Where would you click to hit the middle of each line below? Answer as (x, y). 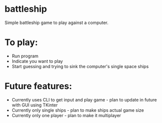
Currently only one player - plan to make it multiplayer (66, 115)
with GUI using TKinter (35, 105)
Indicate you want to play (37, 61)
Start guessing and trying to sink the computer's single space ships (80, 66)
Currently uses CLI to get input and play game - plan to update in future (84, 99)
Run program (25, 56)
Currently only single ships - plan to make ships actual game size (78, 110)
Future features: (38, 86)
